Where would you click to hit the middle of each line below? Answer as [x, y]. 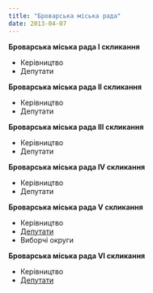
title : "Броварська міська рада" [65, 16]
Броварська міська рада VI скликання [77, 256]
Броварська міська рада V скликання [76, 207]
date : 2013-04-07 [38, 24]
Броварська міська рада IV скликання [77, 166]
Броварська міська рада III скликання [76, 127]
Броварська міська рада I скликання [74, 46]
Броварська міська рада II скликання [75, 87]
